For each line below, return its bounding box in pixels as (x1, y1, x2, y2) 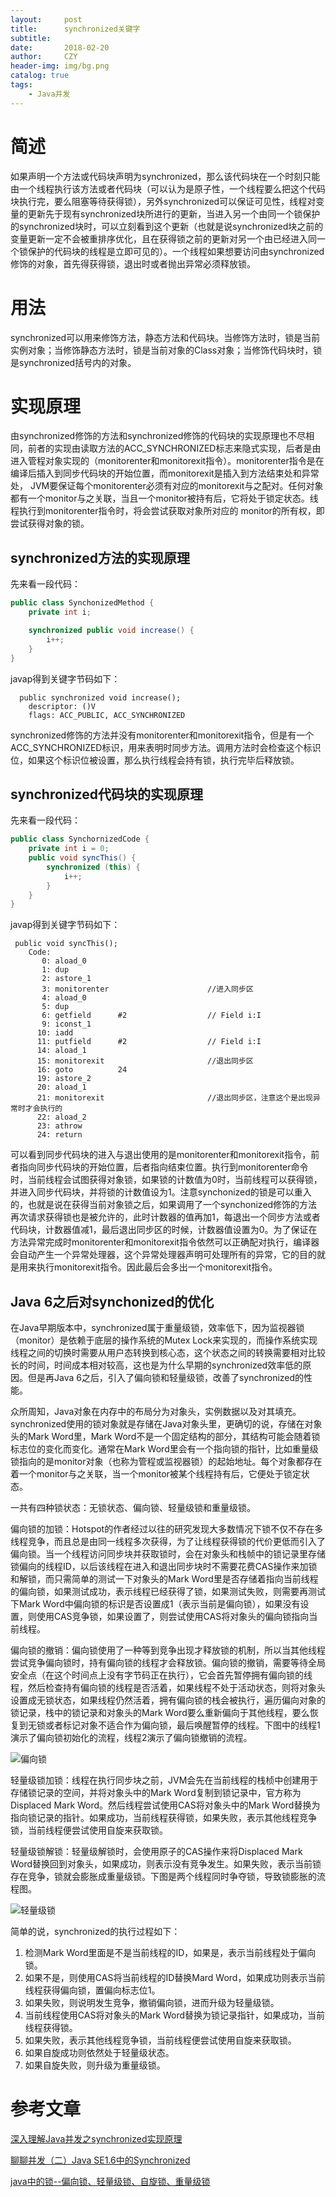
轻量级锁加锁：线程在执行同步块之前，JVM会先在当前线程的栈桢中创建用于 (10, 1774, 319, 1786)
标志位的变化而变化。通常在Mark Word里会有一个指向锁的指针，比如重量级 (10, 1443, 319, 1455)
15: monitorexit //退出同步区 (36, 1056, 254, 1066)
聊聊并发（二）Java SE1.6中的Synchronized (10, 2154, 191, 2166)
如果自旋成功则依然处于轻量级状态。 (24, 2047, 175, 2059)
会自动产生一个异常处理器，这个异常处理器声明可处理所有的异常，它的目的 (10, 1249, 317, 1261)
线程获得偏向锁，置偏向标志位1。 (24, 1984, 161, 1996)
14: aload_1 (36, 1046, 87, 1056)
